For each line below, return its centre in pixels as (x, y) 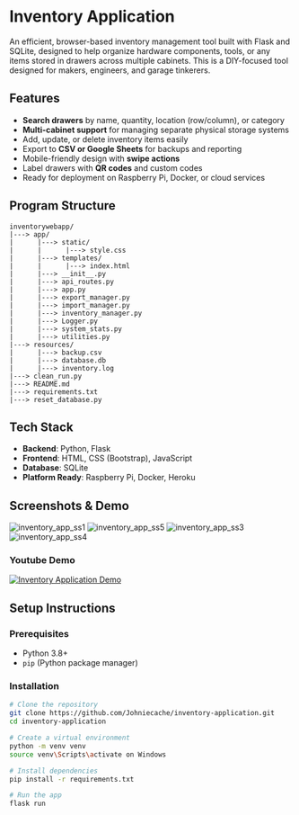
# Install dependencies (54, 771)
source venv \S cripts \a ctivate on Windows (88, 754)
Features (35, 99)
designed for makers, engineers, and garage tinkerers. (110, 70)
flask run (28, 804)
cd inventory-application (57, 721)
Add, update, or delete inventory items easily (105, 139)
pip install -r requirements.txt (72, 779)
